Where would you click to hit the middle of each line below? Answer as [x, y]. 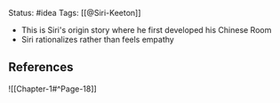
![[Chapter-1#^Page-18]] [52, 89]
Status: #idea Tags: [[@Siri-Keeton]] [75, 13]
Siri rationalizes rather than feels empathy [97, 40]
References [41, 67]
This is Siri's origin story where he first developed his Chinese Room [146, 30]
